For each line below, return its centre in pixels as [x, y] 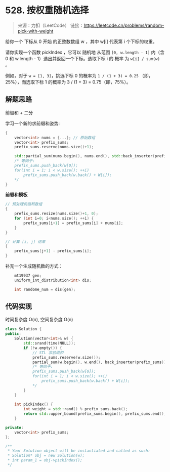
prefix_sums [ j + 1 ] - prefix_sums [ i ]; [53, 251]
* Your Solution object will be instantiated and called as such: [79, 451]
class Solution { [24, 329]
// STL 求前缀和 [48, 353]
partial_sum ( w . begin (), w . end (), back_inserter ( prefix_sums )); [100, 362]
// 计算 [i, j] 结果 [25, 242]
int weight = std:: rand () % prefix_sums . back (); [76, 409]
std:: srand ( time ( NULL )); [50, 344]
